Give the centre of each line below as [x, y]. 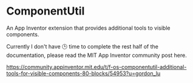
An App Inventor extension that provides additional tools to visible [88, 28]
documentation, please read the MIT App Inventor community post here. [96, 55]
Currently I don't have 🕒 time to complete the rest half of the [83, 46]
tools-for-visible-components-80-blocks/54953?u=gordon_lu [83, 73]
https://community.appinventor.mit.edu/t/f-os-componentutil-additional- [96, 67]
